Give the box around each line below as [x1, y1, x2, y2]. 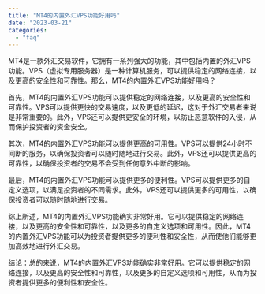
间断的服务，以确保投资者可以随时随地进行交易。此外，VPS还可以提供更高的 [8, 149, 257, 158]
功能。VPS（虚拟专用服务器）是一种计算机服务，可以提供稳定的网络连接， [8, 66, 250, 76]
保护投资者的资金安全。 [14, 122, 91, 132]
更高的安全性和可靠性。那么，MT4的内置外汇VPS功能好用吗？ [14, 76, 217, 85]
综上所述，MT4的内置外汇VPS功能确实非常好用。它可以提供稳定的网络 [8, 212, 237, 221]
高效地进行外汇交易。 [14, 241, 84, 251]
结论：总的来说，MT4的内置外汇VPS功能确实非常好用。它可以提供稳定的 [8, 258, 244, 268]
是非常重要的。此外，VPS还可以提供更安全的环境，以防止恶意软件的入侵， [8, 112, 250, 122]
